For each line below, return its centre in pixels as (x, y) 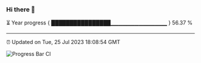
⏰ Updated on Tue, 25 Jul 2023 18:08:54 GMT (63, 42)
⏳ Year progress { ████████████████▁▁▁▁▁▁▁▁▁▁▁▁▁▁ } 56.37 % (100, 23)
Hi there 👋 (21, 10)
